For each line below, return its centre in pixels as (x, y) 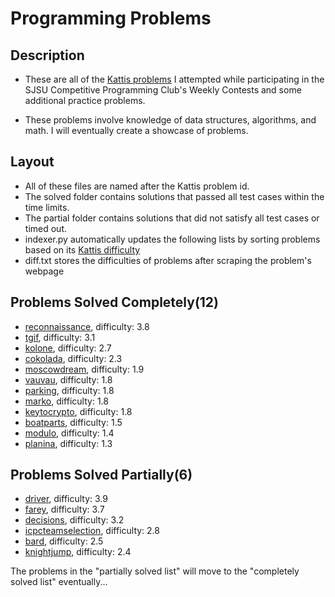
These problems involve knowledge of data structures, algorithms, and (170, 120)
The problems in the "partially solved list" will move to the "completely (155, 571)
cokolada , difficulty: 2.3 (73, 358)
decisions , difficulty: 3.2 (74, 520)
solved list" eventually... (59, 582)
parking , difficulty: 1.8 (69, 390)
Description (47, 55)
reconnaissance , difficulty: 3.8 (87, 326)
